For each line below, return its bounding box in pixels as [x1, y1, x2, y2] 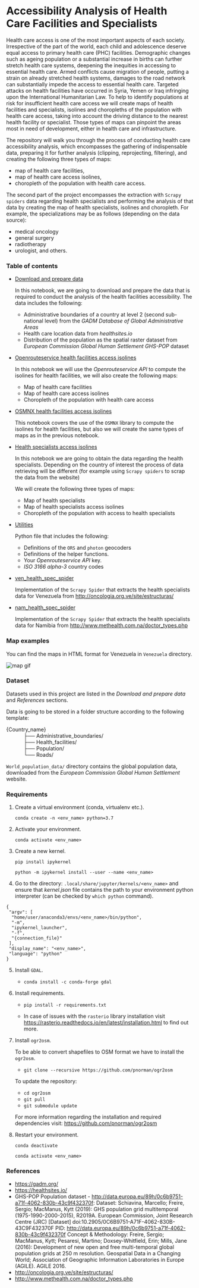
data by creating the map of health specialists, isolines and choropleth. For [6, 203, 189, 211]
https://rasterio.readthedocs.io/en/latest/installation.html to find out [23, 1019, 189, 1026]
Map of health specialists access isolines [23, 503, 124, 510]
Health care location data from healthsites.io [23, 330, 132, 337]
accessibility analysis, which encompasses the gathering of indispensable [6, 143, 188, 150]
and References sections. [6, 696, 68, 703]
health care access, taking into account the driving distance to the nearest [6, 112, 188, 120]
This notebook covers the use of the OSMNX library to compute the [14, 419, 174, 427]
